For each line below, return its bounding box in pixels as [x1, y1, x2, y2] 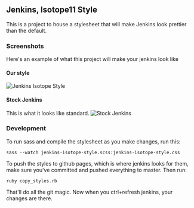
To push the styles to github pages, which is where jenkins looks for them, [6, 160, 189, 167]
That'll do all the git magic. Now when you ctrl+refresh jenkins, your [6, 188, 173, 195]
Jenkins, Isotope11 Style [6, 5, 97, 15]
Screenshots [6, 42, 44, 50]
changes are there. [6, 194, 53, 202]
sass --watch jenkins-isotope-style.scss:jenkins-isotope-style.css [6, 149, 180, 155]
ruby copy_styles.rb [6, 178, 58, 184]
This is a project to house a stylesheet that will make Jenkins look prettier [6, 20, 187, 27]
